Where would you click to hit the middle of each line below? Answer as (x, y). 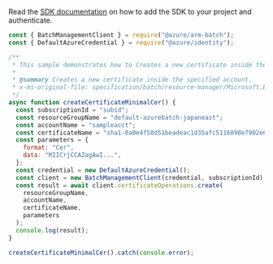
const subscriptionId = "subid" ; (72, 110)
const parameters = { (52, 140)
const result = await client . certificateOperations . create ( (119, 185)
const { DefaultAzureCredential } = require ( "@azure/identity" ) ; (121, 43)
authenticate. (30, 20)
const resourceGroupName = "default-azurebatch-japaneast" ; (119, 117)
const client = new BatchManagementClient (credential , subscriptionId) (140, 177)
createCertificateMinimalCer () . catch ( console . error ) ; (102, 253)
